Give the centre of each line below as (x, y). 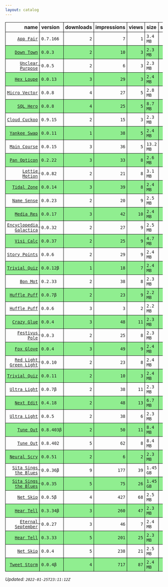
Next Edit (26, 403)
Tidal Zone (25, 187)
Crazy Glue (25, 322)
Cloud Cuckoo (23, 119)
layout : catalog (22, 10)
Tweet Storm (24, 564)
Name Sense (25, 200)
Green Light (24, 365)
